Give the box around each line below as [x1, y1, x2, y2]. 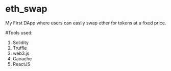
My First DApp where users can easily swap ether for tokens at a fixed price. [5, 20, 166, 26]
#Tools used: [5, 29, 33, 35]
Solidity [12, 39, 29, 46]
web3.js [12, 50, 30, 56]
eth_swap [5, 3, 47, 15]
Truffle [12, 45, 27, 51]
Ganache [12, 55, 32, 61]
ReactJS [12, 61, 31, 67]
